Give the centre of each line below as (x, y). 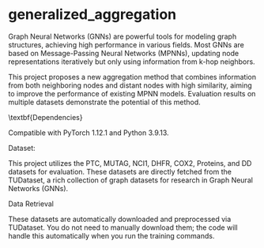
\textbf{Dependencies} (45, 117)
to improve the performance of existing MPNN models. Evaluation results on (132, 93)
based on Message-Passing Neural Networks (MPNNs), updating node (124, 53)
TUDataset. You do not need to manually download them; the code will (123, 227)
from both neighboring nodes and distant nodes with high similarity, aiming (130, 85)
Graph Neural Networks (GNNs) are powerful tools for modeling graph (123, 36)
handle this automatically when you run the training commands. (111, 235)
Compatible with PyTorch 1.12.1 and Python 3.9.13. (89, 133)
